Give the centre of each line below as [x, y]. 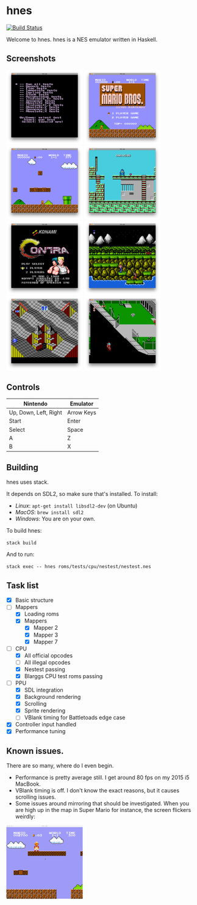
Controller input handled [45, 725]
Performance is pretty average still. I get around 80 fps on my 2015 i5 [102, 778]
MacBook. [28, 784]
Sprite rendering [45, 711]
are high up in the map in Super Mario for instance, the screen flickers [103, 810]
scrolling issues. [35, 797]
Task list [23, 585]
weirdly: [25, 816]
